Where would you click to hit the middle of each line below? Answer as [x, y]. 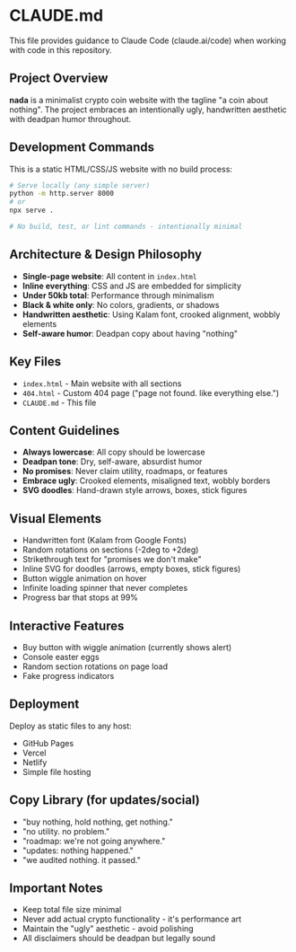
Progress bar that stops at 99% [80, 597]
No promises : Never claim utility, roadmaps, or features [125, 472]
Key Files [35, 361]
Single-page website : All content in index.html [109, 276]
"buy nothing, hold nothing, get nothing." [97, 822]
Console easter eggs [61, 657]
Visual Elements [56, 519]
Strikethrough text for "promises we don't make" [112, 560]
